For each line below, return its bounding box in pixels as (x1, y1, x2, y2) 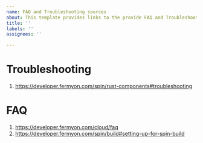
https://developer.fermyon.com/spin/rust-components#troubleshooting (14, 83, 193, 90)
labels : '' (6, 25, 34, 32)
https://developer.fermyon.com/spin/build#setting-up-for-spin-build (14, 130, 185, 137)
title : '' (6, 20, 31, 26)
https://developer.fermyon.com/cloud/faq (14, 124, 119, 130)
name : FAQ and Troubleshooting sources (6, 8, 107, 15)
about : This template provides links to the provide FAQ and (6, 14, 164, 21)
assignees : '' (6, 31, 42, 37)
